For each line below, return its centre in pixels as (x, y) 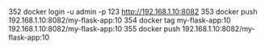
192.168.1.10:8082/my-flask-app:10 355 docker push (95, 29)
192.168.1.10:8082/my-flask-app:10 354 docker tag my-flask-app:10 (120, 20)
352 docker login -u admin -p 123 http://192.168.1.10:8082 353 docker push (133, 12)
